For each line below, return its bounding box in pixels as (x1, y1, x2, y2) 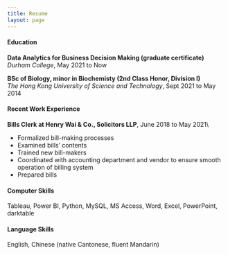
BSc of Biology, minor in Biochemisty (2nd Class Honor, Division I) (7, 74, 201, 82)
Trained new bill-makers (17, 148, 87, 157)
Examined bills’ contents (17, 141, 87, 149)
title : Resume (7, 10, 49, 17)
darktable (7, 209, 35, 218)
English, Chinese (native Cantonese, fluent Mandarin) (7, 240, 159, 249)
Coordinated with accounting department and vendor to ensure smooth (17, 155, 222, 164)
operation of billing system (17, 163, 94, 171)
